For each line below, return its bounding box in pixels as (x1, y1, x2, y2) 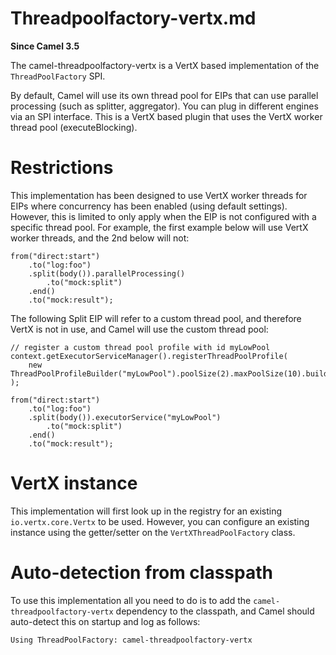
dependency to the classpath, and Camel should (115, 605, 315, 617)
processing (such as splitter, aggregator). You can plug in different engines (10, 100, 319, 112)
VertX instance (10, 472, 138, 495)
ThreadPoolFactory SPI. (10, 70, 106, 82)
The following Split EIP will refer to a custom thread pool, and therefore (10, 312, 302, 324)
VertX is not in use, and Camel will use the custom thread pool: (10, 323, 269, 335)
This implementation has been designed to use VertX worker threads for (10, 189, 308, 201)
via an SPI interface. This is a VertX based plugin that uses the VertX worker (10, 110, 323, 122)
